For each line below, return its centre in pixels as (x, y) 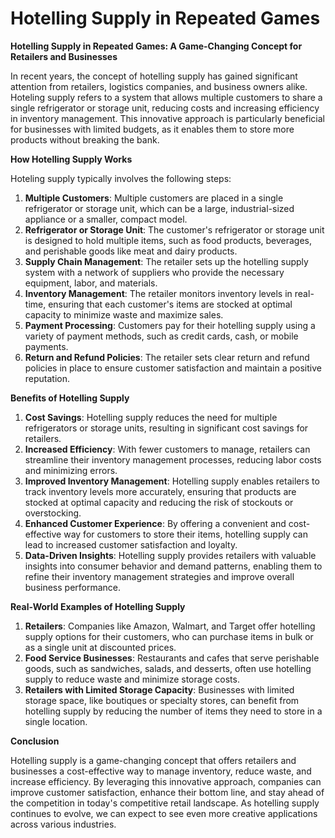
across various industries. (63, 824)
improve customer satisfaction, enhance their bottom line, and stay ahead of (167, 792)
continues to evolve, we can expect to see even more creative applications (164, 813)
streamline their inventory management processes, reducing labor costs (173, 459)
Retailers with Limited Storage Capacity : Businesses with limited (159, 689)
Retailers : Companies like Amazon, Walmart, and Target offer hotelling (170, 626)
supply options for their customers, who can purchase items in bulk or (169, 636)
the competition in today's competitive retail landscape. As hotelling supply (165, 803)
